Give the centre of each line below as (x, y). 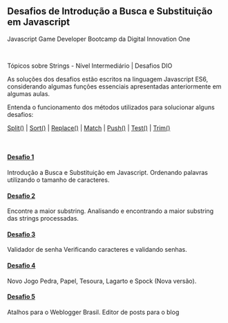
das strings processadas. (43, 219)
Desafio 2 (21, 196)
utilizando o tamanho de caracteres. (58, 180)
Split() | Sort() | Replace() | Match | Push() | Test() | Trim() (89, 128)
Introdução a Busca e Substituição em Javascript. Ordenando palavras (108, 173)
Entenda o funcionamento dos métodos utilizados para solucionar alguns (111, 107)
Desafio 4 (21, 266)
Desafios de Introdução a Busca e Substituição (110, 11)
